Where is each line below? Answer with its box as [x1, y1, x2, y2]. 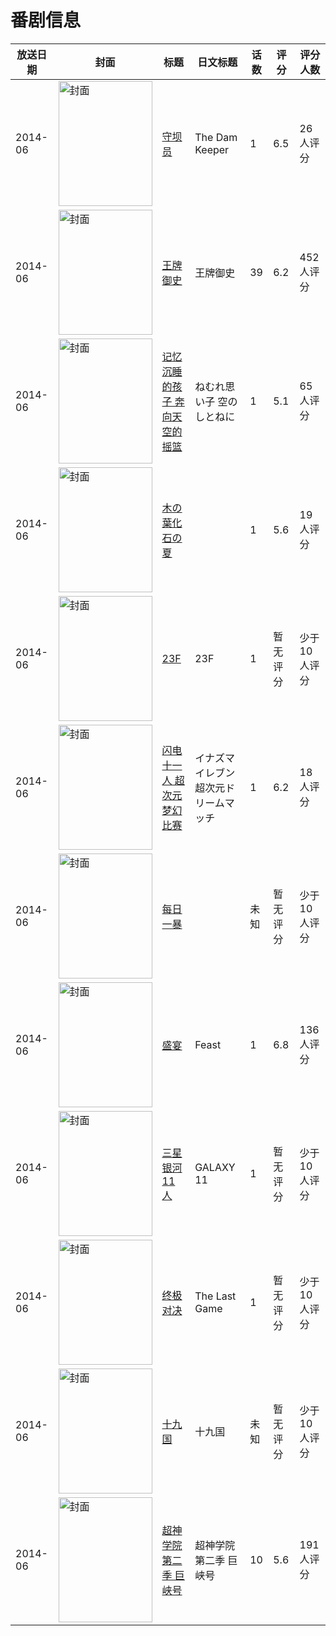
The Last [194, 1289, 237, 1303]
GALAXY [194, 1160, 236, 1174]
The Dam [194, 130, 238, 144]
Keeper [194, 142, 230, 156]
